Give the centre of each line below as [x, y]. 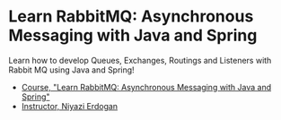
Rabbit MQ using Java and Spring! [72, 70]
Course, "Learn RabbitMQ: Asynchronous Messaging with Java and [146, 87]
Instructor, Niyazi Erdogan [70, 106]
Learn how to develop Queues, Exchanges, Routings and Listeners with [140, 60]
